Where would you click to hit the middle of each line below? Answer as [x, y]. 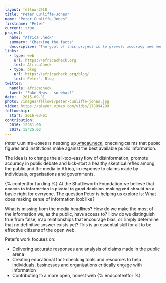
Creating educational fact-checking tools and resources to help [77, 260]
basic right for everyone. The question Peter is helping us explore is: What [81, 194]
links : [12, 51]
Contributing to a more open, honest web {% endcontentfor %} [76, 276]
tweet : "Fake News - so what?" [42, 93]
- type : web [22, 56]
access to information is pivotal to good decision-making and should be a [80, 189]
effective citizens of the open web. [40, 230]
